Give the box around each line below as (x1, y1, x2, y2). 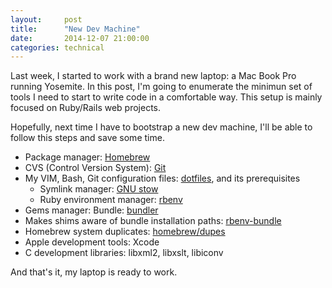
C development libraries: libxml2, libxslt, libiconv (24, 247, 224, 259)
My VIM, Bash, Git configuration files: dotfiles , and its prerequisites (24, 172, 301, 185)
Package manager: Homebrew (24, 151, 151, 163)
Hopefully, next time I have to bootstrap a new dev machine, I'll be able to (10, 121, 313, 133)
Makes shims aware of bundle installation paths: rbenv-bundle (24, 215, 282, 227)
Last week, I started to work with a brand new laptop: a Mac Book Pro (10, 70, 297, 82)
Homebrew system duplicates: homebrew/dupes (24, 226, 226, 238)
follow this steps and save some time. (10, 132, 165, 144)
